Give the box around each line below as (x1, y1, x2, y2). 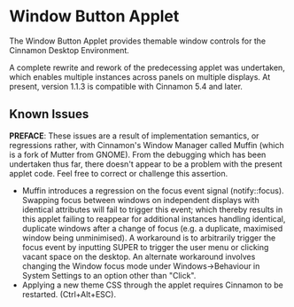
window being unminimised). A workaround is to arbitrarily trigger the (21, 232, 276, 243)
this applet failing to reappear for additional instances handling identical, (21, 213, 286, 224)
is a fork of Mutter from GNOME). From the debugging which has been (9, 149, 267, 160)
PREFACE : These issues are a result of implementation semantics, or (9, 130, 259, 141)
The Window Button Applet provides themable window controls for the (9, 35, 267, 46)
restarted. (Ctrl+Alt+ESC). (21, 288, 117, 299)
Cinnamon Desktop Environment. (9, 44, 130, 55)
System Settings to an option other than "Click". (21, 270, 197, 280)
